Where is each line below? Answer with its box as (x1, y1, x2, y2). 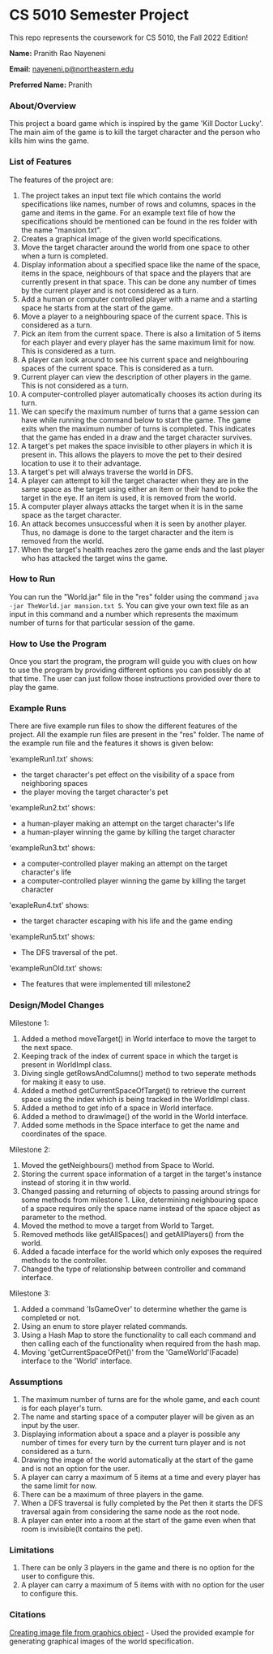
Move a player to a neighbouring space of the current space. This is (20, 311, 248, 321)
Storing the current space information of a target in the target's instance (20, 1169, 262, 1179)
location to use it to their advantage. (20, 458, 142, 468)
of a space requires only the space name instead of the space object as (20, 1203, 261, 1213)
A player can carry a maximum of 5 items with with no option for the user (20, 1580, 265, 1590)
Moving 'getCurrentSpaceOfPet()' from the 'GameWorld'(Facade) (20, 1347, 240, 1357)
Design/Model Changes (9, 1000, 105, 1011)
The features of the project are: (9, 175, 114, 185)
